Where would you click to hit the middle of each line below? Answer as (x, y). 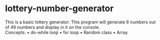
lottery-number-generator (59, 9)
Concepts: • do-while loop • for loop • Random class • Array (67, 32)
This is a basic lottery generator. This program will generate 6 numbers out (80, 22)
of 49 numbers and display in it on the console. (53, 27)
